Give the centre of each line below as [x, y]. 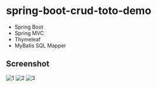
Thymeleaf [28, 39]
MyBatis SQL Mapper [40, 46]
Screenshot [28, 64]
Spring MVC [29, 33]
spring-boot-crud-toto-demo [79, 11]
